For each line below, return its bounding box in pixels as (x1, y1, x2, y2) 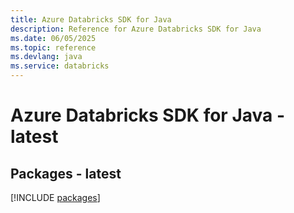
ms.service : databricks (10, 61, 110, 71)
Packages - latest (10, 165, 122, 182)
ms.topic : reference (10, 42, 97, 53)
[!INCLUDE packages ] (10, 192, 101, 203)
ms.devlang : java (10, 52, 83, 62)
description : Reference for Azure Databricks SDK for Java (10, 24, 262, 34)
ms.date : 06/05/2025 (10, 33, 97, 43)
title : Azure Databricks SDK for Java (10, 14, 172, 25)
